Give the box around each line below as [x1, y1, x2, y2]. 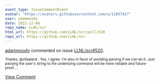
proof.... [5, 65, 18, 70]
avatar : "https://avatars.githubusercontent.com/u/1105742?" [5, 12, 131, 17]
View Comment [5, 74, 36, 80]
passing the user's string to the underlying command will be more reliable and [5, 61, 135, 66]
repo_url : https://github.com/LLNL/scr [5, 34, 86, 39]
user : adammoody [5, 16, 38, 21]
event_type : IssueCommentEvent [5, 7, 68, 12]
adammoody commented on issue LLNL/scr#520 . [5, 47, 104, 53]
